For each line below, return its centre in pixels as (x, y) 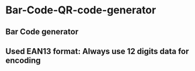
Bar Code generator (42, 32)
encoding (23, 60)
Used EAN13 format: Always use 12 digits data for (97, 51)
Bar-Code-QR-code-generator (81, 10)
